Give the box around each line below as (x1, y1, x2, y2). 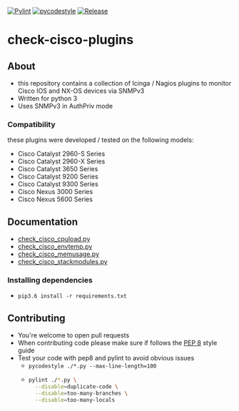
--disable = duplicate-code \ (34, 383, 119, 390)
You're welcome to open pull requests (17, 331, 130, 340)
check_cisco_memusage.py (17, 250, 100, 258)
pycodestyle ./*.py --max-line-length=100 (28, 362, 157, 370)
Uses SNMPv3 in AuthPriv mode (17, 102, 113, 110)
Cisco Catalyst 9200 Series (17, 172, 98, 181)
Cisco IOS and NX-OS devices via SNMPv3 (17, 86, 145, 95)
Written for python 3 (17, 94, 78, 103)
